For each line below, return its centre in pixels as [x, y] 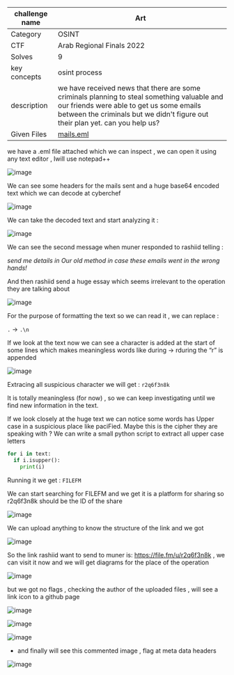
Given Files [29, 134]
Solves [22, 57]
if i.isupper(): [37, 460]
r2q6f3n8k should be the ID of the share [65, 501]
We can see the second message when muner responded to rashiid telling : [116, 247]
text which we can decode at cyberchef [64, 193]
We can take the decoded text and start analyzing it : [83, 220]
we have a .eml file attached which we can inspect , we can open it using [112, 151]
